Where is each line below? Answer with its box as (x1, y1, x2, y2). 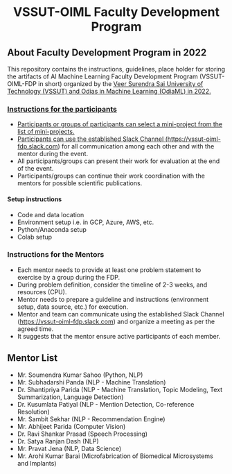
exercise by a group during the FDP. (17, 273, 121, 281)
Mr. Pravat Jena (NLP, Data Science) (17, 444, 122, 452)
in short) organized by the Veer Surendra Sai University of (37, 80, 204, 87)
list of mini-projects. (17, 128, 75, 136)
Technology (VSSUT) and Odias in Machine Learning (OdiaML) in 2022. (7, 87, 211, 95)
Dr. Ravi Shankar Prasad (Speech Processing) (17, 430, 148, 438)
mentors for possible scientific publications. (17, 179, 143, 187)
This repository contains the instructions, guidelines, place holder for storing (7, 65, 226, 73)
